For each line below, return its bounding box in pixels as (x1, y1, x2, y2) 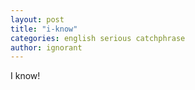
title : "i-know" (10, 24, 78, 34)
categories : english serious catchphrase (10, 33, 186, 43)
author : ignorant (10, 42, 83, 53)
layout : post (10, 14, 65, 25)
